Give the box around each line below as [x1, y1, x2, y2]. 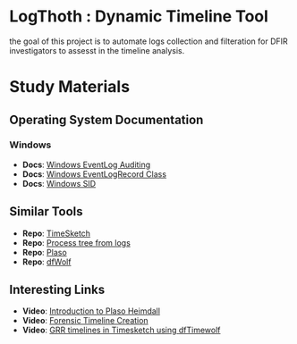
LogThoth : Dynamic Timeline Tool [9, 6, 268, 27]
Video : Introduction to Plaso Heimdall [21, 306, 161, 316]
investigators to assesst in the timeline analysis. [9, 45, 185, 55]
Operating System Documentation [9, 112, 204, 127]
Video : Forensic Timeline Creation [21, 315, 149, 326]
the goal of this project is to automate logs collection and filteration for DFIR [9, 36, 288, 46]
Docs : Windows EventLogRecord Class [21, 168, 167, 180]
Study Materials [9, 77, 131, 97]
